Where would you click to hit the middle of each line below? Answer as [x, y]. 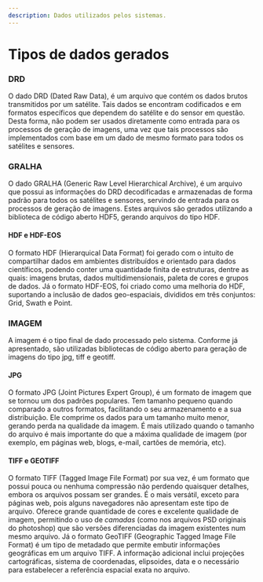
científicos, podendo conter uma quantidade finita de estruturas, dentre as [129, 269]
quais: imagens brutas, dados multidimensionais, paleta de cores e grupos [128, 278]
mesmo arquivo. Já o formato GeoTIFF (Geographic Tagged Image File [122, 536]
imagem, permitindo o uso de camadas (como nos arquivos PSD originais [127, 520]
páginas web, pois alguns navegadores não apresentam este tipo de [119, 503]
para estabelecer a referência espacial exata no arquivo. [99, 570]
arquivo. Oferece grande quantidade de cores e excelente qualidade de [124, 511]
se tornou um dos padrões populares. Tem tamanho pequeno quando [121, 401]
